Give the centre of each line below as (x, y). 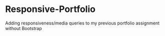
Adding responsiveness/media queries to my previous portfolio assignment (82, 23)
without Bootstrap (23, 28)
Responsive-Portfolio (50, 9)
